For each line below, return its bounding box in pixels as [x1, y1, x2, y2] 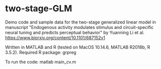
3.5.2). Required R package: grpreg [5, 49, 76, 55]
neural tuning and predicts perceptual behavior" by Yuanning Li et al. [5, 29, 145, 35]
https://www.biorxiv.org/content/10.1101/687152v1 [5, 35, 105, 41]
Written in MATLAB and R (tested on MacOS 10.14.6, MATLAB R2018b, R [5, 44, 150, 50]
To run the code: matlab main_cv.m [5, 59, 76, 65]
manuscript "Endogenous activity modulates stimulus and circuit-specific [5, 24, 154, 30]
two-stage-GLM [5, 3, 72, 14]
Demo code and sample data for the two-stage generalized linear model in [5, 19, 156, 25]
